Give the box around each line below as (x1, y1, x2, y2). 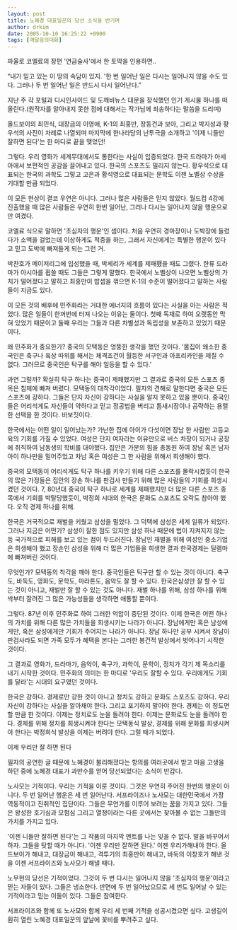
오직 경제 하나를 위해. (16, 503, 76, 511)
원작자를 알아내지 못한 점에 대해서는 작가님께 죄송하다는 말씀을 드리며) (28, 105, 221, 113)
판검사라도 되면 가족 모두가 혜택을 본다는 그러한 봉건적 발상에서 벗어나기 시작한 (7, 636, 225, 644)
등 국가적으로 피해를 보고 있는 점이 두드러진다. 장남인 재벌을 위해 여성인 (7, 535, 204, 544)
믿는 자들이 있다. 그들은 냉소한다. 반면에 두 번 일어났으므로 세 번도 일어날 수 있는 (7, 883, 228, 891)
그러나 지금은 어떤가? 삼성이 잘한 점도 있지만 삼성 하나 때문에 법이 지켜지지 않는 (7, 526, 226, 535)
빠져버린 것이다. (14, 553, 59, 562)
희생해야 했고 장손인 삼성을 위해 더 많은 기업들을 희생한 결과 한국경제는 (14, 544, 209, 552)
